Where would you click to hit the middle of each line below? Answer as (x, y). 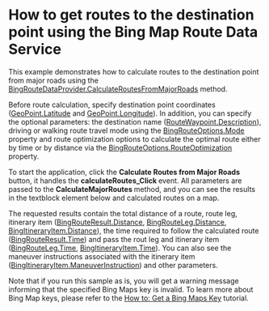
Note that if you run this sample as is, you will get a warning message (124, 280)
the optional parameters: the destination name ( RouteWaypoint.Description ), (135, 121)
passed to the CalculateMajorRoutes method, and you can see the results (132, 189)
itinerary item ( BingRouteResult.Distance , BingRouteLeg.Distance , (118, 222)
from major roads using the (54, 80)
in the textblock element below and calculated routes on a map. (114, 198)
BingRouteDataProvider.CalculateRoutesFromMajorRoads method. (118, 89)
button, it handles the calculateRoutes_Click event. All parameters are (125, 181)
